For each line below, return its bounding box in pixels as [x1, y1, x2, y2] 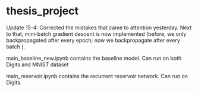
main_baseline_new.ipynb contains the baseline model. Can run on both [6, 54, 182, 62]
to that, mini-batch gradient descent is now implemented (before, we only [6, 30, 187, 37]
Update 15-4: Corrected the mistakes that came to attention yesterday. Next [6, 24, 192, 31]
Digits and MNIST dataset [6, 61, 69, 68]
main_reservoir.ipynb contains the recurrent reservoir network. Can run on [6, 72, 188, 79]
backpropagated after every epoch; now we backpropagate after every [6, 36, 180, 44]
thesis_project [6, 4, 79, 18]
